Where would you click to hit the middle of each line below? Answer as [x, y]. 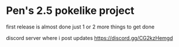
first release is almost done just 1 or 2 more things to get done [80, 27]
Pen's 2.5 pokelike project [70, 11]
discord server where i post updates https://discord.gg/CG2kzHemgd [89, 38]
